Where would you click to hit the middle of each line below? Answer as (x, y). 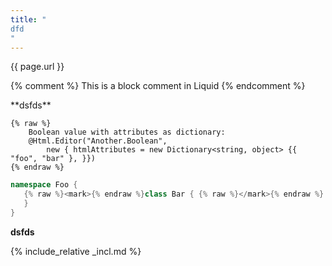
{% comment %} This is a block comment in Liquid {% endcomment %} (158, 86)
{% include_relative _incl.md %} (76, 251)
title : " (28, 19)
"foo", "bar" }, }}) (53, 159)
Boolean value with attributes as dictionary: (127, 132)
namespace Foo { (44, 185)
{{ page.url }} (37, 67)
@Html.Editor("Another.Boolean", (98, 141)
